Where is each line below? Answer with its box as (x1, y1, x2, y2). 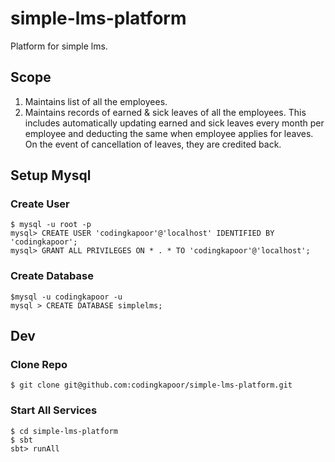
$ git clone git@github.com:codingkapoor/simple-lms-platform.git (10, 380, 293, 391)
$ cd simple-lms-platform (10, 426, 118, 436)
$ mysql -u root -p (10, 220, 92, 230)
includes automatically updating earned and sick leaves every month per (24, 117, 325, 129)
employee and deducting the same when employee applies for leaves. (24, 127, 314, 139)
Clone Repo (10, 358, 68, 372)
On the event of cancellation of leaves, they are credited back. (24, 138, 282, 150)
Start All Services (10, 403, 98, 417)
